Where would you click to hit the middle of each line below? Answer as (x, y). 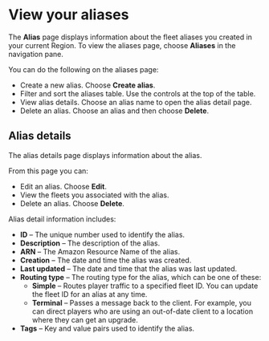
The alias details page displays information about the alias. (105, 155)
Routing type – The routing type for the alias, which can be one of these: (141, 277)
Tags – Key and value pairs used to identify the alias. (107, 328)
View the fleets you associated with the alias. (94, 195)
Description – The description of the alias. (90, 243)
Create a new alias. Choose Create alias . (88, 85)
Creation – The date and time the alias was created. (106, 260)
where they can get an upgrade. (85, 319)
